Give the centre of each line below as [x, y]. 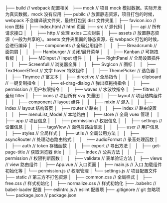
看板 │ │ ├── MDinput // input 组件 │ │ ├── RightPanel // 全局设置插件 [83, 58]
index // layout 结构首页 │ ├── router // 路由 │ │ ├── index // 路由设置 [81, 108]
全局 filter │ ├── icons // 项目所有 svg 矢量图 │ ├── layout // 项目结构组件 [84, 95]
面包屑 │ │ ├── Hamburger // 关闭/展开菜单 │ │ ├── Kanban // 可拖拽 [82, 52]
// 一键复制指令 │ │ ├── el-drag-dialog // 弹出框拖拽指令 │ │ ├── [77, 83]
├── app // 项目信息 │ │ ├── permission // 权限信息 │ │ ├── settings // [84, 121]
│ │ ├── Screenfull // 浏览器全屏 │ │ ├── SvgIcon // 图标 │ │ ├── [81, 64]
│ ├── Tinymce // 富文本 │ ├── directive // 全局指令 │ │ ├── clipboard [83, 77]
